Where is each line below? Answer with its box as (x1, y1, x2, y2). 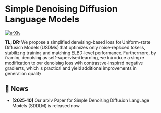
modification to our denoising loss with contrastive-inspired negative (5, 60, 143, 66)
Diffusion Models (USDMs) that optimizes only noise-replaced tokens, (5, 44, 145, 50)
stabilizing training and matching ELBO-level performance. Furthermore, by (5, 50, 156, 56)
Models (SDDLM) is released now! (12, 102, 81, 108)
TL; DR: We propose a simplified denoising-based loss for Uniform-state (5, 39, 151, 45)
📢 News (5, 84, 29, 93)
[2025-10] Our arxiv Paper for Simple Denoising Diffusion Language (12, 97, 150, 103)
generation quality (5, 70, 42, 76)
